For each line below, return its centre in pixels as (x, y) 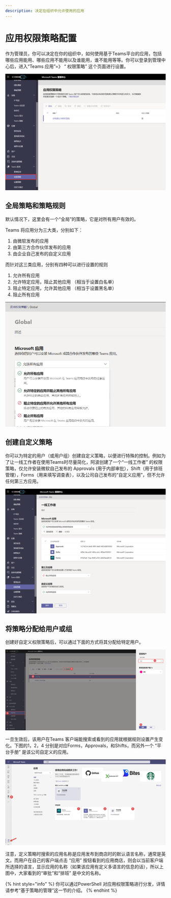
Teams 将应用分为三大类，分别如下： (44, 230)
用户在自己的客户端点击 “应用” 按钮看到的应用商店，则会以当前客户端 (91, 860)
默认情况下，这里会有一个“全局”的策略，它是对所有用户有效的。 (72, 219)
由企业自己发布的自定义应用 (42, 254)
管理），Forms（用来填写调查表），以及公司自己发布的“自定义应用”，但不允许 (85, 475)
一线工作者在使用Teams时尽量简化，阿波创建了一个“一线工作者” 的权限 (88, 462)
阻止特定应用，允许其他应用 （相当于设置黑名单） (65, 288)
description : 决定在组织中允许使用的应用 (45, 11)
